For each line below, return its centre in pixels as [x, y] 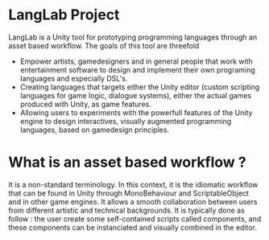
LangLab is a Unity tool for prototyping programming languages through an [133, 37]
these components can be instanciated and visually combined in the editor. [133, 227]
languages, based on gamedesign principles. [95, 130]
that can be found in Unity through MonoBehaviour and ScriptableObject [129, 193]
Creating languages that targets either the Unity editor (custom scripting [140, 87]
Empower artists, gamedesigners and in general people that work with [137, 61]
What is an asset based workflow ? [128, 162]
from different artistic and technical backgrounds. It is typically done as [127, 210]
